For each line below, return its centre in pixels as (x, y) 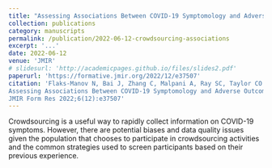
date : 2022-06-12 (38, 53)
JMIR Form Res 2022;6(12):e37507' (67, 99)
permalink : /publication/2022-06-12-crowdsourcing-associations (119, 38)
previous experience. (44, 156)
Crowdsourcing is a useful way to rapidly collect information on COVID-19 (131, 121)
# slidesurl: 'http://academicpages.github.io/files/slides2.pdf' (123, 69)
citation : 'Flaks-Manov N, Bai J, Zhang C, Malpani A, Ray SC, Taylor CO (136, 83)
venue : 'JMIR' (32, 61)
